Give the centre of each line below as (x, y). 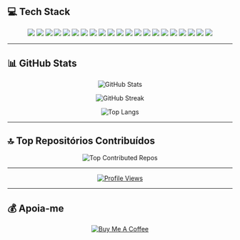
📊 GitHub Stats (42, 64)
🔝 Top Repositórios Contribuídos (81, 141)
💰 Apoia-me (36, 208)
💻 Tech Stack (39, 12)
